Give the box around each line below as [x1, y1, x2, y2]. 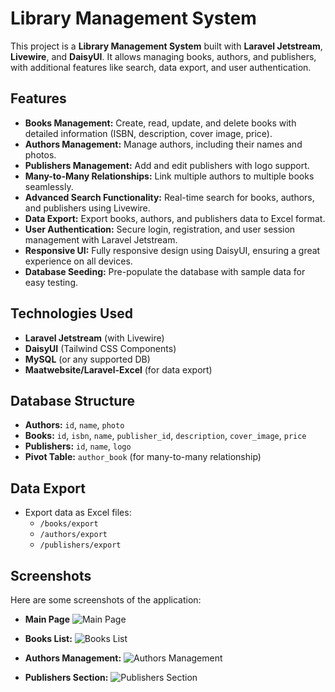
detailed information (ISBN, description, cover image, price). [24, 127, 273, 139]
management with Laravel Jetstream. [24, 233, 178, 246]
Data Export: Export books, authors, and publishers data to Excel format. [24, 212, 326, 224]
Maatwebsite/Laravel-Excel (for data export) [24, 363, 213, 376]
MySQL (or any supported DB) [24, 353, 151, 365]
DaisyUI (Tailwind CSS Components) [24, 342, 177, 354]
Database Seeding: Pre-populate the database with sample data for [24, 265, 306, 277]
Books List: [24, 633, 73, 644]
